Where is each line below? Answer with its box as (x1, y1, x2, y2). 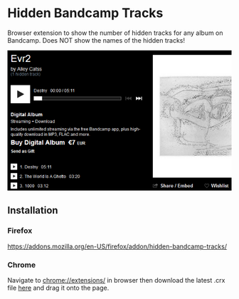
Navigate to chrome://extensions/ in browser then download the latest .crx (7, 276, 225, 284)
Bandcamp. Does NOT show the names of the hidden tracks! (7, 36, 185, 44)
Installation (7, 204, 58, 216)
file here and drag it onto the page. (7, 283, 110, 292)
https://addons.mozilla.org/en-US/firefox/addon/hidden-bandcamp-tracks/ (7, 242, 228, 251)
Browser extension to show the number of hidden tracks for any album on (7, 28, 223, 37)
